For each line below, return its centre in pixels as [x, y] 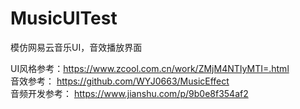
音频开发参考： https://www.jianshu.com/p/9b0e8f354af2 [129, 93]
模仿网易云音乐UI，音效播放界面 [76, 47]
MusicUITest [64, 18]
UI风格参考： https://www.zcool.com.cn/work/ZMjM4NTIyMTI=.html [150, 68]
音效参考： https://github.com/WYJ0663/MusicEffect [120, 81]
